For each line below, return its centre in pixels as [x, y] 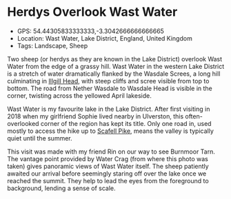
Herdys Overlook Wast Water [92, 12]
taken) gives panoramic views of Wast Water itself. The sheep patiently [108, 166]
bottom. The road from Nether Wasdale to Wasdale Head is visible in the [110, 88]
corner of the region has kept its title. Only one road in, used [126, 123]
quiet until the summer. [40, 138]
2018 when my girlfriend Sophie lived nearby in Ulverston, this [96, 116]
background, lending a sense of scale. [61, 188]
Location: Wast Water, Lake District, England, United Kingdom [105, 38]
